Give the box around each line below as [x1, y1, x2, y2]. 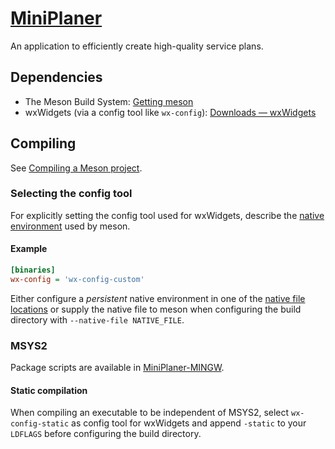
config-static [10, 419, 70, 429]
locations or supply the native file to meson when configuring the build [10, 303, 302, 315]
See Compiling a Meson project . [10, 162, 143, 174]
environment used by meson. [10, 220, 131, 232]
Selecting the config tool [10, 187, 133, 201]
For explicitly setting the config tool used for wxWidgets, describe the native [10, 209, 325, 221]
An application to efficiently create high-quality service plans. [10, 40, 264, 52]
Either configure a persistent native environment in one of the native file [10, 292, 306, 304]
